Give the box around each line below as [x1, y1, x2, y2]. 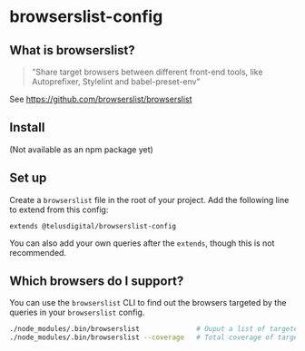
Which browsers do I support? [9, 274, 184, 289]
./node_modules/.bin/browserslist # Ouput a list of [9, 325, 266, 334]
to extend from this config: [9, 204, 109, 215]
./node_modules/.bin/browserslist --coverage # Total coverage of [9, 333, 274, 342]
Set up [9, 171, 47, 186]
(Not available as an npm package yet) [9, 143, 154, 155]
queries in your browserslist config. [9, 307, 145, 318]
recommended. [9, 247, 66, 258]
